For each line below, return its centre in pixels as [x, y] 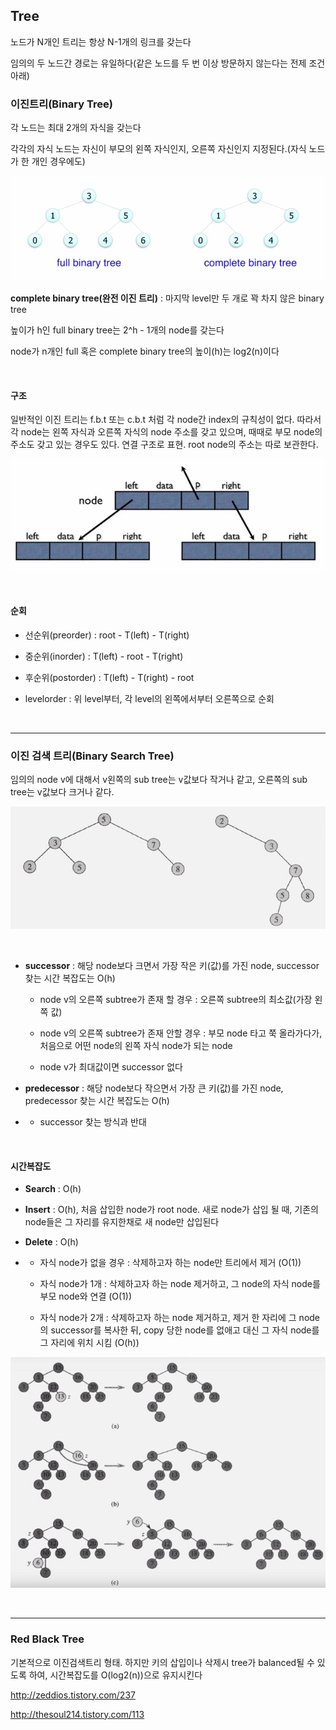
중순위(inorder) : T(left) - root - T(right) [104, 656]
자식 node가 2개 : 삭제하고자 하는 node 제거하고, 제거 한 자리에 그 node [180, 1318]
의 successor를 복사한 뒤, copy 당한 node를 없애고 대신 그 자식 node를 [179, 1330]
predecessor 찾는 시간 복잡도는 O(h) [97, 1101]
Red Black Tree [47, 1639]
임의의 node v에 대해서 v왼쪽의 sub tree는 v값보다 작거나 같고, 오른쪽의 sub [159, 780]
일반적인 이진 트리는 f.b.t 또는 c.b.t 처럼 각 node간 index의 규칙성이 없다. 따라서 [166, 420]
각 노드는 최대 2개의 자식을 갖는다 [76, 128]
